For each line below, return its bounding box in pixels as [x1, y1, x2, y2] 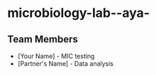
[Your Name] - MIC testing [17, 52, 95, 60]
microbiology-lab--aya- [7, 5, 150, 21]
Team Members [7, 33, 78, 45]
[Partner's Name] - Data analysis [17, 59, 114, 68]
